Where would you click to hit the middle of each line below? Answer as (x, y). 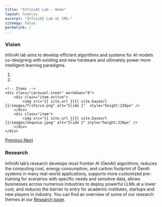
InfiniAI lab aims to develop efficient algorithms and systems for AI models (79, 55)
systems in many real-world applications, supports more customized (73, 174)
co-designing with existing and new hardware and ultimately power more (78, 60)
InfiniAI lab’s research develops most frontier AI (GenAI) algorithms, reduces (81, 163)
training (13, 179)
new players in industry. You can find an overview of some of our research (80, 194)
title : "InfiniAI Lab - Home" (36, 9)
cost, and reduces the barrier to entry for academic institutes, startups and (80, 189)
